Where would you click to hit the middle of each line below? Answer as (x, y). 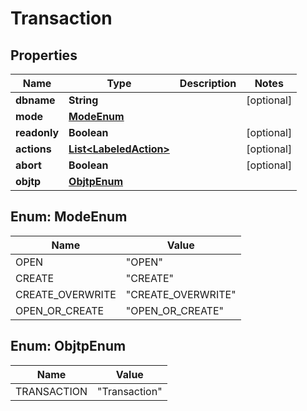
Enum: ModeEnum (69, 217)
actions (33, 149)
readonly (37, 132)
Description (208, 83)
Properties (44, 55)
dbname (35, 100)
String (83, 100)
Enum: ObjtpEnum (68, 346)
